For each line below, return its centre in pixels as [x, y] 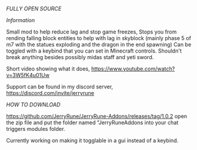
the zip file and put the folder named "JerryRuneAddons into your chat [93, 123]
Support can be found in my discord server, [60, 87]
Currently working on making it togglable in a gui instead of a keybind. [93, 140]
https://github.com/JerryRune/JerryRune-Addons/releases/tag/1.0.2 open [97, 116]
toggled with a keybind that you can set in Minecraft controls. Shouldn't [94, 51]
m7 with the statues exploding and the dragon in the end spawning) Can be [99, 45]
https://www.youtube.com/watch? [133, 69]
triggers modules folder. [36, 129]
